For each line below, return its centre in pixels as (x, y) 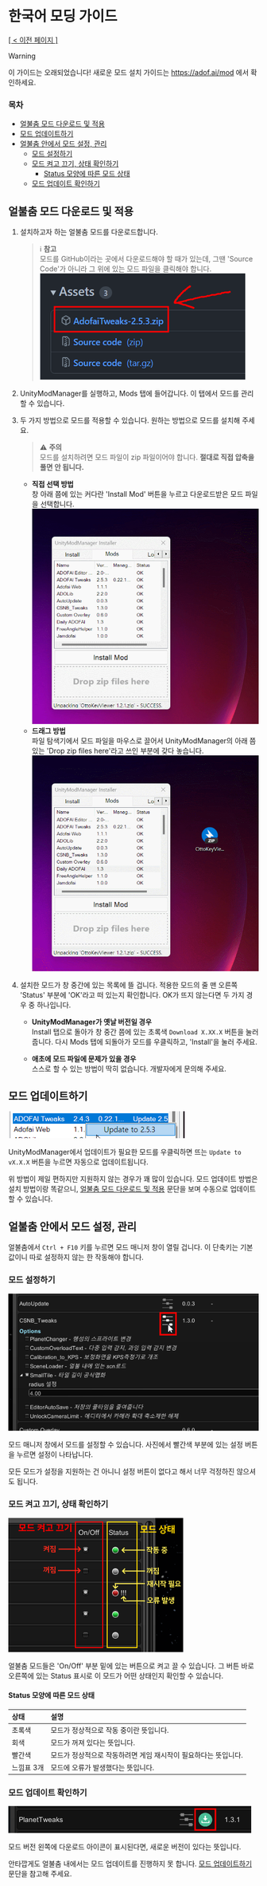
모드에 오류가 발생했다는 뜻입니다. (103, 1768)
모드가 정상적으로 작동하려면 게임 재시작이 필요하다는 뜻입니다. (147, 1755)
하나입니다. (54, 1005)
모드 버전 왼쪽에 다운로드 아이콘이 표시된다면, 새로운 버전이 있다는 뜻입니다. (125, 1847)
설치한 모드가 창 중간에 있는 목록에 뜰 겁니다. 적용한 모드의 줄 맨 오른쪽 (129, 985)
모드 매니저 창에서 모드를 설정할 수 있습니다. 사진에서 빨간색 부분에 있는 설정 (126, 1445)
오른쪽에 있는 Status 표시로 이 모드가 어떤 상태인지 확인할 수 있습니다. (116, 1675)
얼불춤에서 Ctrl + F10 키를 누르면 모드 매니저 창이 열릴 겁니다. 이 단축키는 (123, 1247)
